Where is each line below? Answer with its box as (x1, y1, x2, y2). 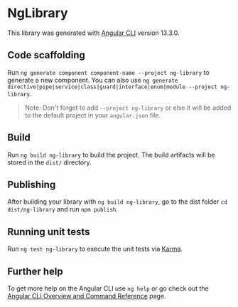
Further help (7, 265, 64, 277)
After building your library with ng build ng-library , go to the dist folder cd (7, 197, 227, 206)
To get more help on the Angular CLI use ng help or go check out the (7, 284, 209, 293)
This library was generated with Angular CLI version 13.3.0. (7, 28, 180, 37)
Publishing (7, 178, 56, 190)
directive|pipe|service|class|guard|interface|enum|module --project (7, 83, 218, 90)
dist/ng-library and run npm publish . (7, 205, 119, 214)
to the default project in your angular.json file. (24, 110, 161, 119)
